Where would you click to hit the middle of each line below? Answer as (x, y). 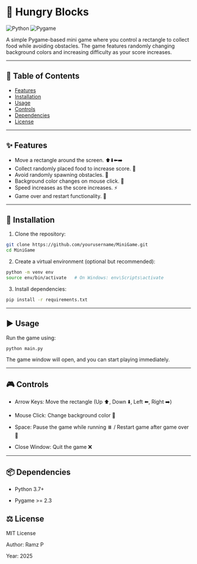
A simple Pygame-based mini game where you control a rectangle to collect (98, 39)
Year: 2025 (20, 556)
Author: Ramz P (25, 544)
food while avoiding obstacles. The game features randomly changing (90, 46)
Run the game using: (31, 338)
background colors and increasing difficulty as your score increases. (89, 52)
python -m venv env (30, 273)
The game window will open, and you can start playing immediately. (88, 360)
